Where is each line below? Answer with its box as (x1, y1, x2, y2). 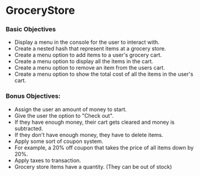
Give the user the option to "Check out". (14, 112, 114, 119)
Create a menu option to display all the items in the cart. (14, 58, 154, 65)
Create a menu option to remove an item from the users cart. (14, 64, 165, 71)
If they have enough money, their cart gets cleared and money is (14, 118, 175, 126)
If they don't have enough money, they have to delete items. (14, 131, 164, 138)
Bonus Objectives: (5, 92, 61, 100)
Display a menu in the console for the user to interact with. (14, 38, 160, 46)
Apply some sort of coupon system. (14, 138, 104, 145)
